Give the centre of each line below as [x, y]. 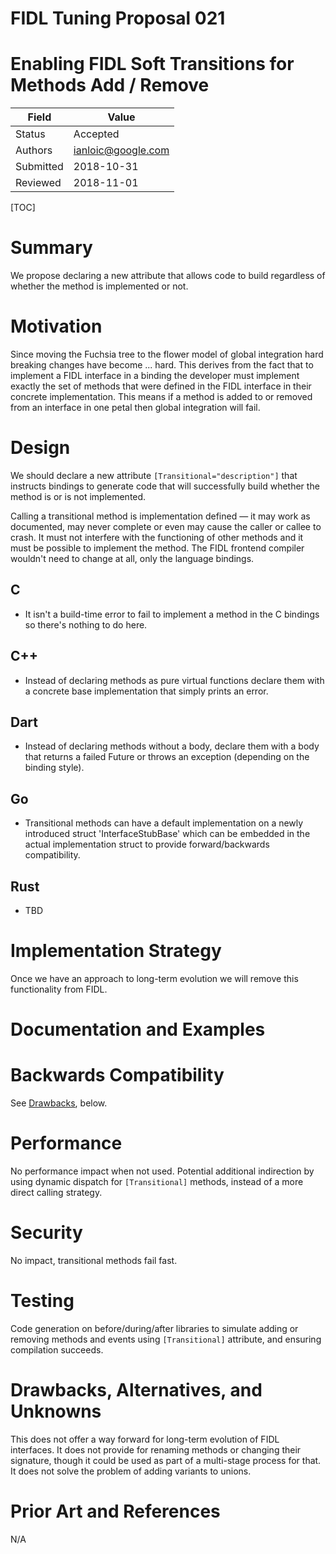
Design [40, 448]
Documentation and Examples [138, 1029]
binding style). [54, 768]
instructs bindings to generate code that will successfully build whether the [165, 486]
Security [46, 1233]
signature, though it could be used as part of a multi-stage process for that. [166, 1460]
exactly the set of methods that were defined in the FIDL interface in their [161, 386]
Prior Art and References [115, 1511]
